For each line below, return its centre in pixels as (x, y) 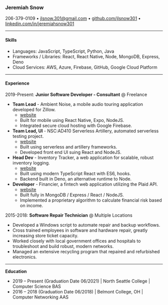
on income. (31, 205)
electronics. (24, 257)
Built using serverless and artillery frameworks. (68, 146)
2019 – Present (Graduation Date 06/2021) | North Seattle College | (81, 281)
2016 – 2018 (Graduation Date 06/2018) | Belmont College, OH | (78, 291)
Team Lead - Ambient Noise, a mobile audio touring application (78, 104)
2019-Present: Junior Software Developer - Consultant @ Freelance (76, 94)
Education (16, 271)
